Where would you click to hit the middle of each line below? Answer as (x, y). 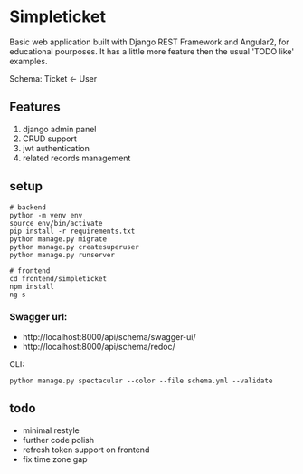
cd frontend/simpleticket (58, 278)
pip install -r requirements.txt (72, 231)
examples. (28, 61)
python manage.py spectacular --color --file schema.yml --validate (141, 381)
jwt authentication (56, 148)
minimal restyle (51, 430)
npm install (32, 286)
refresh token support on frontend (86, 450)
